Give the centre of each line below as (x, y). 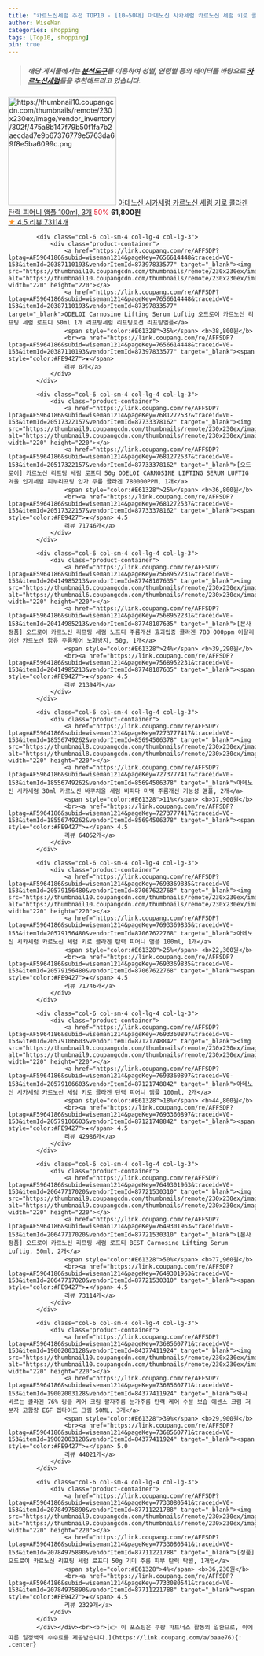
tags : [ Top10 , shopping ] (49, 37)
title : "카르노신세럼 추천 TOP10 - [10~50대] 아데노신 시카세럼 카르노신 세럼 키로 (128, 15)
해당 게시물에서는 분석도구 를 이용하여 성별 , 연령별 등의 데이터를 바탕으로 (136, 71)
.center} (22, 1645)
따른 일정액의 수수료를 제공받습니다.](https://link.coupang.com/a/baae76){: (125, 1638)
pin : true (24, 45)
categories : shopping (44, 30)
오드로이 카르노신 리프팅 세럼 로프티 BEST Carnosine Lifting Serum (127, 1243)
